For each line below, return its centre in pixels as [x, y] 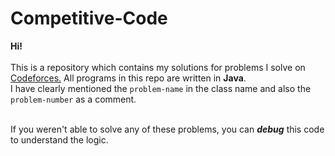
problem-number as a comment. [73, 99]
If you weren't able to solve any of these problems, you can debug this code [167, 129]
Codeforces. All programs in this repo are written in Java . [128, 78]
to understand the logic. [59, 139]
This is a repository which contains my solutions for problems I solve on [158, 67]
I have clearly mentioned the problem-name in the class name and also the [161, 88]
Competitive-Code [89, 18]
